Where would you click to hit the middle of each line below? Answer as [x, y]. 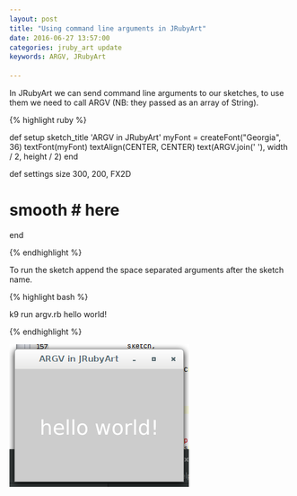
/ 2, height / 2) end [44, 156]
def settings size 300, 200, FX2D [70, 174]
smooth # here [65, 210]
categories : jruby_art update [66, 48]
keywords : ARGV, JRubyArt [57, 57]
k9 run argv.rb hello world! [58, 314]
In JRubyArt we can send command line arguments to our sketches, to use [147, 93]
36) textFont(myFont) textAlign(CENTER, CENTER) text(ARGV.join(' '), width [149, 147]
